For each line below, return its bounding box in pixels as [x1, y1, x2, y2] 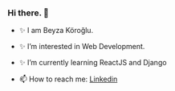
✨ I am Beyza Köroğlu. [18, 26, 94, 35]
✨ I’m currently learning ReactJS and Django [18, 58, 167, 68]
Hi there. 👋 [7, 7, 50, 19]
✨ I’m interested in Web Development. [18, 42, 145, 52]
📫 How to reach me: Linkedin [18, 74, 118, 84]
